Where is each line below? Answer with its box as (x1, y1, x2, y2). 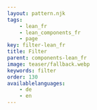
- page (19, 36, 38, 42)
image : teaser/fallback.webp (7, 61, 90, 68)
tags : (7, 16, 23, 23)
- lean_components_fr (19, 29, 81, 36)
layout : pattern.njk (7, 10, 66, 17)
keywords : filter (7, 67, 57, 74)
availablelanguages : (7, 80, 66, 87)
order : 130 (7, 73, 38, 81)
